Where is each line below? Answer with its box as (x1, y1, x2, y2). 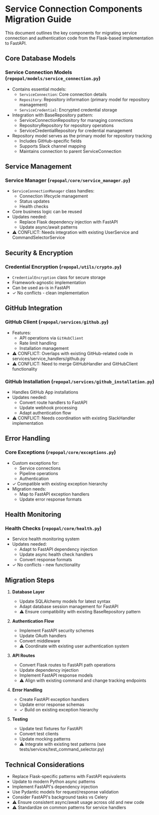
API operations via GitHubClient (19, 335, 84, 341)
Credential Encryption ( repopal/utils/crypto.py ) (5, 263, 122, 270)
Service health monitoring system (12, 536, 80, 542)
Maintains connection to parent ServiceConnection (19, 148, 122, 154)
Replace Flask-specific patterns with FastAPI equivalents (12, 773, 126, 779)
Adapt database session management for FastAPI (19, 604, 119, 609)
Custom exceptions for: (12, 460, 59, 466)
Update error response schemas (19, 701, 85, 707)
